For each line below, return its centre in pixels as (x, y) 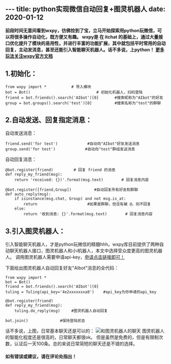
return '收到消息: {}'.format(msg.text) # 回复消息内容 (88, 214)
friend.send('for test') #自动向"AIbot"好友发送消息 (73, 144)
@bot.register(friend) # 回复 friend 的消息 (60, 170)
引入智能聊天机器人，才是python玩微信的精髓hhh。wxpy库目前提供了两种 (82, 244)
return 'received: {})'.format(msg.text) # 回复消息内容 (82, 180)
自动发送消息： (21, 133)
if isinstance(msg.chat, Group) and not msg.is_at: (70, 199)
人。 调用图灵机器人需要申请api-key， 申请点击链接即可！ (65, 257)
